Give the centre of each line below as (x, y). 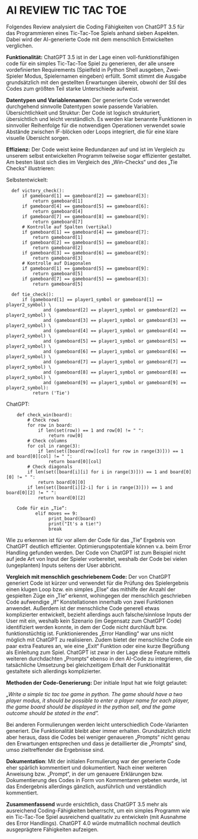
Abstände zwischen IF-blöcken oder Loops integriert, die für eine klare (92, 132)
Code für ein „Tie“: (42, 508)
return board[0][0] (61, 482)
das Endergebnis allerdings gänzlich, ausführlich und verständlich (86, 786)
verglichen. (20, 46)
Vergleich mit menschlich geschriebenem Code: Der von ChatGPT (89, 576)
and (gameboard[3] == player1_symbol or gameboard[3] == (115, 320)
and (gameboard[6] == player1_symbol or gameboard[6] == (115, 351)
